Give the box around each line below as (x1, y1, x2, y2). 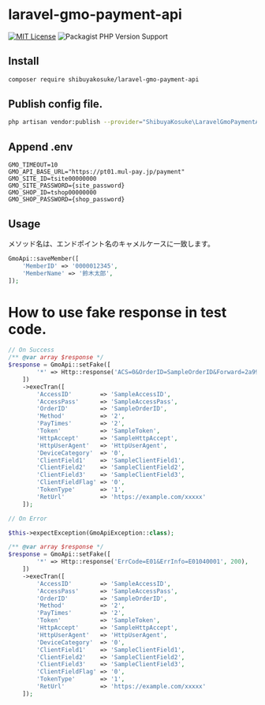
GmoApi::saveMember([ (8, 254, 80, 262)
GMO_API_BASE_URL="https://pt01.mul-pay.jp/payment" (8, 168, 185, 176)
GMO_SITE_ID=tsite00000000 (8, 175, 97, 183)
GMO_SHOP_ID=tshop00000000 (8, 189, 97, 197)
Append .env (8, 140, 73, 153)
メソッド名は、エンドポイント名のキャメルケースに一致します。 (8, 238, 215, 248)
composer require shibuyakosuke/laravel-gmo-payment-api (8, 75, 200, 84)
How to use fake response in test (8, 303, 227, 321)
